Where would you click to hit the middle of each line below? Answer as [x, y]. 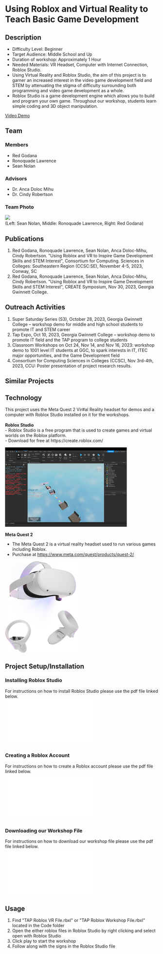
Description [23, 37]
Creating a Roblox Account [37, 755]
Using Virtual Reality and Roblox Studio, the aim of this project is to [79, 75]
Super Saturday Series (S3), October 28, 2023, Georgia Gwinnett [77, 319]
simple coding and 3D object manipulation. [55, 106]
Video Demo [18, 115]
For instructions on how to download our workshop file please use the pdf [79, 841]
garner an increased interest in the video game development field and [82, 80]
